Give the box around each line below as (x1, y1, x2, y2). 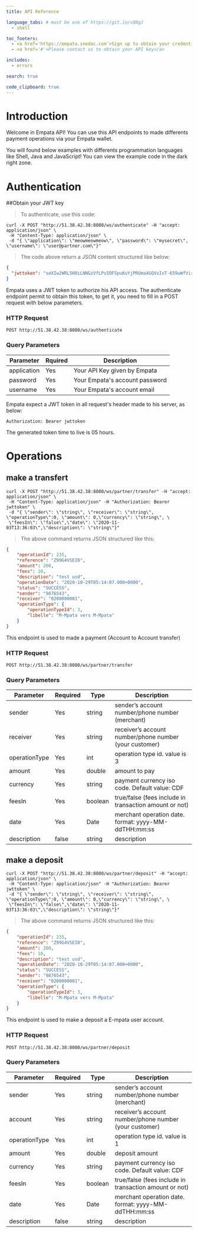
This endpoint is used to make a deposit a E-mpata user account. (6, 1016, 164, 1023)
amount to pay (114, 767, 155, 775)
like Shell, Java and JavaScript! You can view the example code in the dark (6, 153, 188, 160)
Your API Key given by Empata (73, 366, 157, 374)
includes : (6, 57, 31, 63)
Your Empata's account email (73, 385, 154, 394)
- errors (11, 63, 33, 69)
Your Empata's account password (73, 376, 167, 384)
